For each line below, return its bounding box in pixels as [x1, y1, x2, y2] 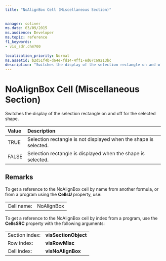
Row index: [7, 239, 33, 246]
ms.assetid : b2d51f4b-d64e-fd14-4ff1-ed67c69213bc [5, 58, 112, 63]
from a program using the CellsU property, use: [5, 191, 102, 197]
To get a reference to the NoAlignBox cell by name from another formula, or [5, 186, 159, 192]
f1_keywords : [5, 40, 32, 44]
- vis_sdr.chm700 [5, 44, 41, 49]
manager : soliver [5, 21, 41, 26]
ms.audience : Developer [5, 30, 54, 35]
